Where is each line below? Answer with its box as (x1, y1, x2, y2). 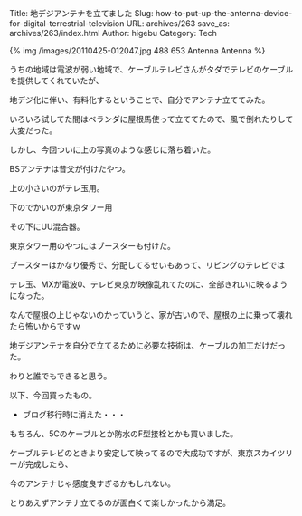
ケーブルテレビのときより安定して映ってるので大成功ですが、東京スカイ (9, 447, 278, 458)
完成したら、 (24, 459, 73, 469)
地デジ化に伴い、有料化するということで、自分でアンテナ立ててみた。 (9, 94, 270, 105)
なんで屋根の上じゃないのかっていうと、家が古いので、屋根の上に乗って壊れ (9, 310, 293, 320)
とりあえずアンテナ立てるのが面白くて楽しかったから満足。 (9, 497, 231, 508)
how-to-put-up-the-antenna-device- (155, 8, 293, 18)
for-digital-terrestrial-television (9, 18, 125, 29)
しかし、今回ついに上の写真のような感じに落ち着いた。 (9, 144, 215, 155)
